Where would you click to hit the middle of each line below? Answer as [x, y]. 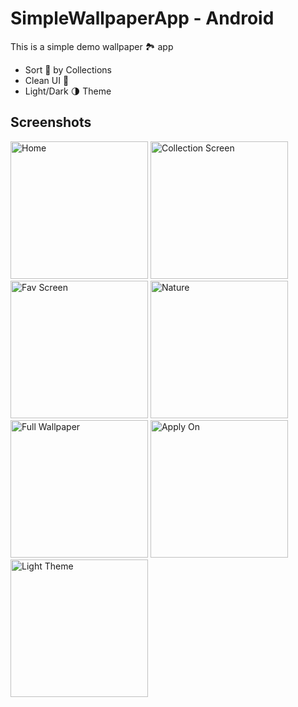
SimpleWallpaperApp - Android [142, 18]
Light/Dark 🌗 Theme [68, 91]
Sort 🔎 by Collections [68, 69]
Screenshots [51, 122]
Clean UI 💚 [47, 80]
